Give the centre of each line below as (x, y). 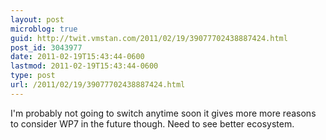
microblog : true (44, 29)
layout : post (37, 19)
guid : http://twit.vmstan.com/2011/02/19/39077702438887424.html (149, 38)
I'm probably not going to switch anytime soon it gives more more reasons (163, 113)
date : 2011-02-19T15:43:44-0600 (77, 57)
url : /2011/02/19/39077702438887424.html (98, 85)
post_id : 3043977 (46, 47)
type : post (33, 76)
